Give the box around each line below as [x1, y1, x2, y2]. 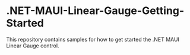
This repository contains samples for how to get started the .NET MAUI [6, 36, 180, 43]
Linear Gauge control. [6, 42, 59, 49]
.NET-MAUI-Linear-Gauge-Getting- [6, 4, 185, 18]
